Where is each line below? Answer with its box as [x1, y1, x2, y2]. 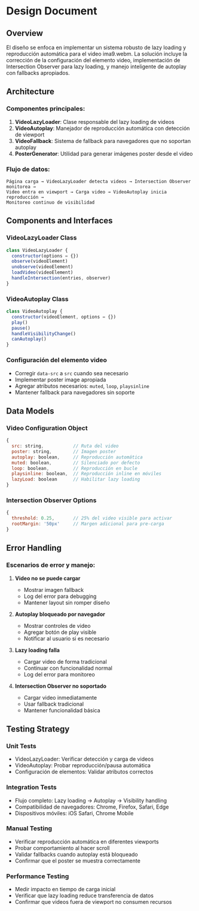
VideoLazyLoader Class [6, 233, 77, 242]
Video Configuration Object [6, 424, 88, 432]
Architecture [6, 87, 55, 97]
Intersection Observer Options [6, 496, 97, 504]
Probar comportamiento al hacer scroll [14, 844, 110, 851]
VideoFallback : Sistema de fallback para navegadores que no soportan [14, 137, 191, 144]
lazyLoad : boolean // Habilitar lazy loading [11, 476, 140, 482]
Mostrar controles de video [23, 622, 91, 629]
